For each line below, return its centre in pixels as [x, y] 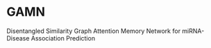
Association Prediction [63, 38]
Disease [18, 38]
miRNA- [193, 31]
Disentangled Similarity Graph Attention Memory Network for [94, 31]
